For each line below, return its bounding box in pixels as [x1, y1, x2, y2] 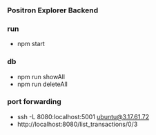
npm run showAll [17, 72, 66, 81]
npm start [17, 40, 45, 48]
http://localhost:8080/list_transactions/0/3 [17, 120, 138, 128]
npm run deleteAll [17, 80, 68, 88]
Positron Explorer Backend [7, 6, 99, 15]
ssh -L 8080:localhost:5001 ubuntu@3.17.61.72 [17, 112, 150, 121]
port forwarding [7, 97, 62, 107]
